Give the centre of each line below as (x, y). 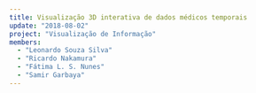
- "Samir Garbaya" (51, 75)
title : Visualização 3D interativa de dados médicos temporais (128, 17)
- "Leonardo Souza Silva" (65, 50)
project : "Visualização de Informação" (83, 34)
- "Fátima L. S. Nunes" (61, 67)
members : (25, 42)
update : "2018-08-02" (49, 26)
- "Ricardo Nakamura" (57, 58)
